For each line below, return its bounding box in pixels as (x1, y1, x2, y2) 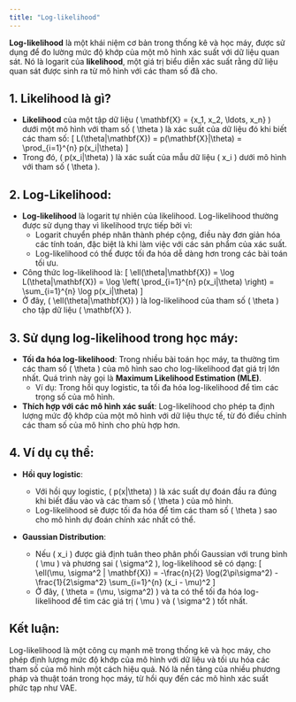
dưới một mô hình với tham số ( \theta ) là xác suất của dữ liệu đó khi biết (21, 124, 287, 135)
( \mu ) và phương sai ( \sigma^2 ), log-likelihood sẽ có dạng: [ (34, 558, 262, 568)
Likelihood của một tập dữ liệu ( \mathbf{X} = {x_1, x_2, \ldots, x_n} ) (21, 114, 271, 125)
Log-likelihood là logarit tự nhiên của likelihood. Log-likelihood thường (21, 211, 278, 221)
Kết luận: (9, 621, 60, 636)
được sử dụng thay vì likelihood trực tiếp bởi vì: (21, 220, 193, 231)
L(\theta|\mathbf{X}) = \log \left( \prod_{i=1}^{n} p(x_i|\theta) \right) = (21, 276, 275, 288)
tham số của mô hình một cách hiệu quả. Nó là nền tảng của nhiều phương (9, 663, 281, 674)
